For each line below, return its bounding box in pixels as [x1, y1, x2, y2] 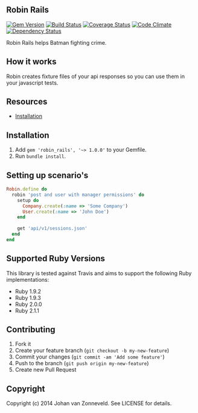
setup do [17, 197, 39, 203]
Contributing [6, 325, 56, 335]
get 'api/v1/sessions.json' [17, 226, 88, 232]
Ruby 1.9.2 [14, 287, 41, 295]
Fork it [14, 340, 31, 348]
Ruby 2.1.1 [14, 307, 39, 314]
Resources [6, 97, 48, 107]
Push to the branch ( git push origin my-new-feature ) [14, 360, 149, 367]
